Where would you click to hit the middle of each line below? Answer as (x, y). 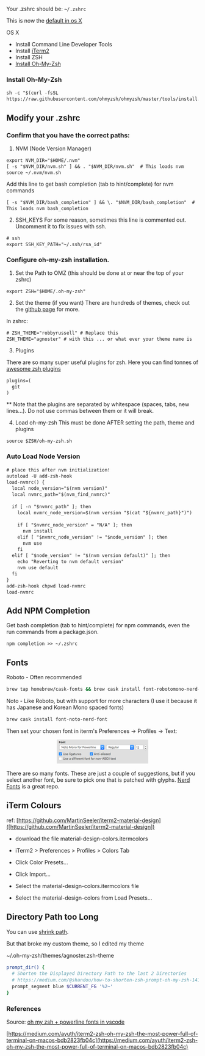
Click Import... (33, 874)
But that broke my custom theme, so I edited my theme (75, 944)
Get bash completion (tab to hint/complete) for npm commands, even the (98, 625)
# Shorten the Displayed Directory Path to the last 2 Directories (99, 974)
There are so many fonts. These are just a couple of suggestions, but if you (101, 773)
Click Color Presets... (41, 862)
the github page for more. (47, 309)
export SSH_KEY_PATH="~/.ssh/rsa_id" (54, 244)
